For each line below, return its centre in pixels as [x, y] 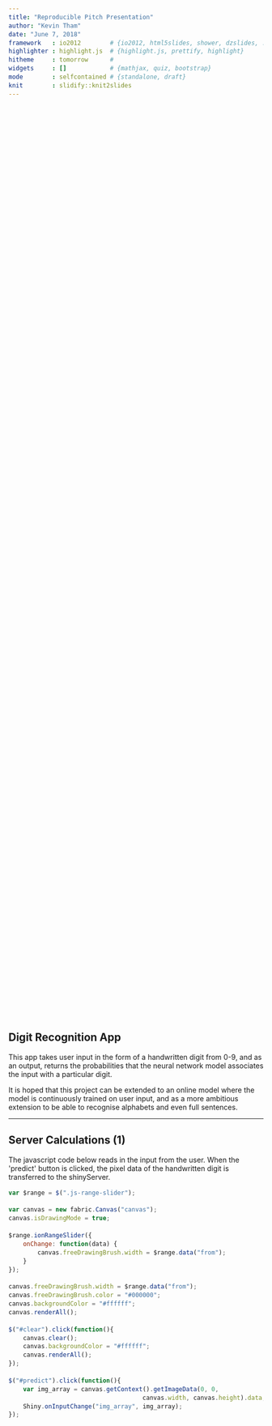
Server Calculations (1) [67, 1141]
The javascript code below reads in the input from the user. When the [124, 1160]
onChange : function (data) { [70, 1244]
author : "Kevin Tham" [45, 26]
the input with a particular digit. [60, 1074]
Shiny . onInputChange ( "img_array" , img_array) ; [103, 1406]
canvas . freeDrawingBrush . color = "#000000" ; [85, 1296]
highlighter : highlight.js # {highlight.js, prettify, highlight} [126, 51]
